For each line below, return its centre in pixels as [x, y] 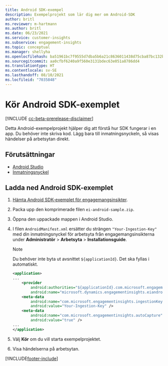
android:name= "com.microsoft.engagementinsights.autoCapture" [97, 316]
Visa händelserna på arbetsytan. [46, 348]
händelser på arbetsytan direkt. [37, 139]
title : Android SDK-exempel [34, 10]
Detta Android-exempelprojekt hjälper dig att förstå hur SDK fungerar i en [81, 128]
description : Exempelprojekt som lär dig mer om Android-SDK [70, 15]
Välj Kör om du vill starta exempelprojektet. [57, 339]
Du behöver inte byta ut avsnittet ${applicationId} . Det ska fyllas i [81, 259]
